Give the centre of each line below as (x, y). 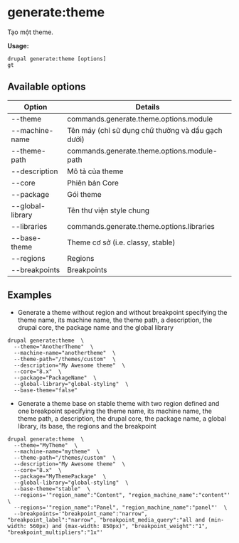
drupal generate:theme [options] (57, 59)
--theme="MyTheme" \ (46, 445)
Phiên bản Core (93, 183)
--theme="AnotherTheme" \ (54, 346)
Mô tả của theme (95, 171)
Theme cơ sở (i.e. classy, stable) (121, 242)
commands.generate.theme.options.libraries (141, 226)
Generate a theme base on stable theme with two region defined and (118, 403)
